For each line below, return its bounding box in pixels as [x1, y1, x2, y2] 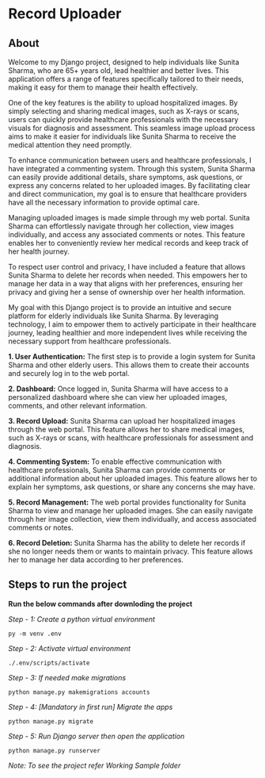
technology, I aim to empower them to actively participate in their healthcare [8, 320, 257, 329]
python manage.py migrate [8, 717, 93, 726]
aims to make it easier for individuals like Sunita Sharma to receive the [8, 132, 237, 141]
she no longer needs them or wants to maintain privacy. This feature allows [8, 546, 253, 556]
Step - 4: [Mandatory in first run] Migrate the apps [8, 702, 173, 711]
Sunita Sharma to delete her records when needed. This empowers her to [8, 270, 248, 280]
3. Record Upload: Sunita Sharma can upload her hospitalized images [8, 416, 236, 425]
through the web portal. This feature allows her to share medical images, [8, 425, 245, 434]
